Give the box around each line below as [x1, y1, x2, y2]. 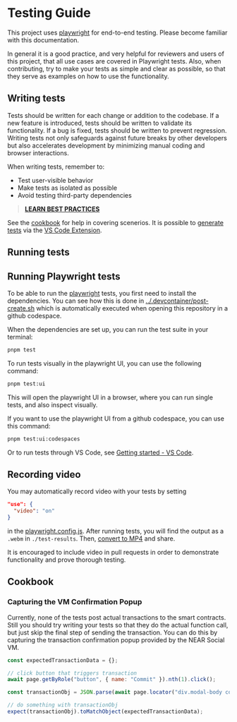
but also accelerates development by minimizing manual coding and [7, 141, 205, 150]
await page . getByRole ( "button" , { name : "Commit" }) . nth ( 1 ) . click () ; [7, 676, 217, 683]
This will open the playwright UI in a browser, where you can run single [7, 393, 214, 402]
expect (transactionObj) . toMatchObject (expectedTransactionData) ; [7, 708, 203, 716]
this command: [7, 421, 51, 430]
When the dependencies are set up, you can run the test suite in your [7, 325, 209, 333]
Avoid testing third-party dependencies [17, 191, 132, 199]
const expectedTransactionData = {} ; [7, 656, 119, 664]
